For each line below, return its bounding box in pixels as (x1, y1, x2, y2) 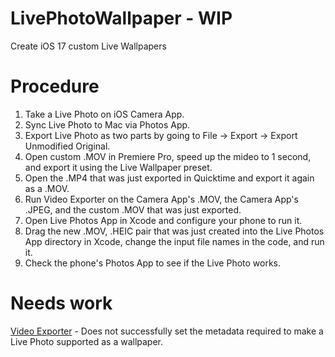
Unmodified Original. (24, 140, 111, 152)
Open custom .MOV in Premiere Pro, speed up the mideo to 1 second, (24, 150, 312, 162)
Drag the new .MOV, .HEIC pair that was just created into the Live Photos (24, 225, 325, 237)
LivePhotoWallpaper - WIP (10, 7, 233, 30)
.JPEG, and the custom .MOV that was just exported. (24, 203, 242, 216)
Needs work (10, 292, 113, 315)
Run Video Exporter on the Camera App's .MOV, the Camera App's (24, 193, 299, 205)
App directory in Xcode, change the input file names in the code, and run (24, 235, 325, 247)
